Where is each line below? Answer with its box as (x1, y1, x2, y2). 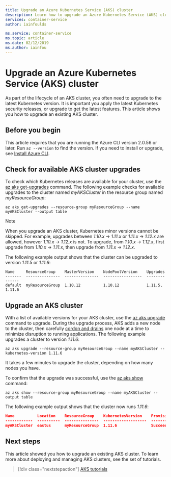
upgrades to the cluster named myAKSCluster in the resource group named (5, 189, 163, 195)
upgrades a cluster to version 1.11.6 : (5, 336, 80, 342)
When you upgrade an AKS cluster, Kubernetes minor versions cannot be (5, 228, 159, 234)
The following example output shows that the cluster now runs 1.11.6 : (5, 404, 149, 410)
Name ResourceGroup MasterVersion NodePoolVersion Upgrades (5, 269, 165, 274)
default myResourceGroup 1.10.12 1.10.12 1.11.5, (5, 283, 163, 288)
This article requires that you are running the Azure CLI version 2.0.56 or (5, 139, 157, 145)
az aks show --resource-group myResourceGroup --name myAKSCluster (5, 390, 152, 395)
